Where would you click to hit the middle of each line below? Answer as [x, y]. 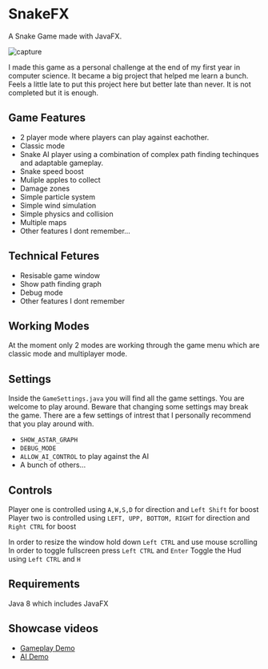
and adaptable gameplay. [62, 163]
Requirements [44, 584]
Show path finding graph [61, 284]
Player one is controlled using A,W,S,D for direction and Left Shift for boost [134, 509]
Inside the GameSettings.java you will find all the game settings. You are [126, 398]
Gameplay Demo [47, 648]
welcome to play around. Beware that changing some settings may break [128, 407]
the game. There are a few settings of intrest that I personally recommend [130, 415]
